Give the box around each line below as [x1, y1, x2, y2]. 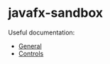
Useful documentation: [8, 28, 75, 37]
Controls [18, 49, 44, 58]
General [18, 41, 42, 50]
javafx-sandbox [8, 5, 104, 21]
